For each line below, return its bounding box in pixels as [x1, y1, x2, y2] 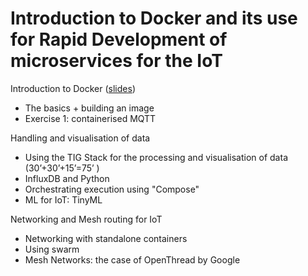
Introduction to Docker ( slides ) [10, 82, 136, 94]
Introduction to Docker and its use [10, 7, 298, 30]
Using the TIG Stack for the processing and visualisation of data [24, 151, 288, 163]
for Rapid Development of [10, 28, 228, 51]
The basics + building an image [24, 102, 155, 114]
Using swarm [24, 243, 80, 255]
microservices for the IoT [10, 50, 223, 72]
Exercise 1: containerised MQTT [24, 112, 157, 124]
